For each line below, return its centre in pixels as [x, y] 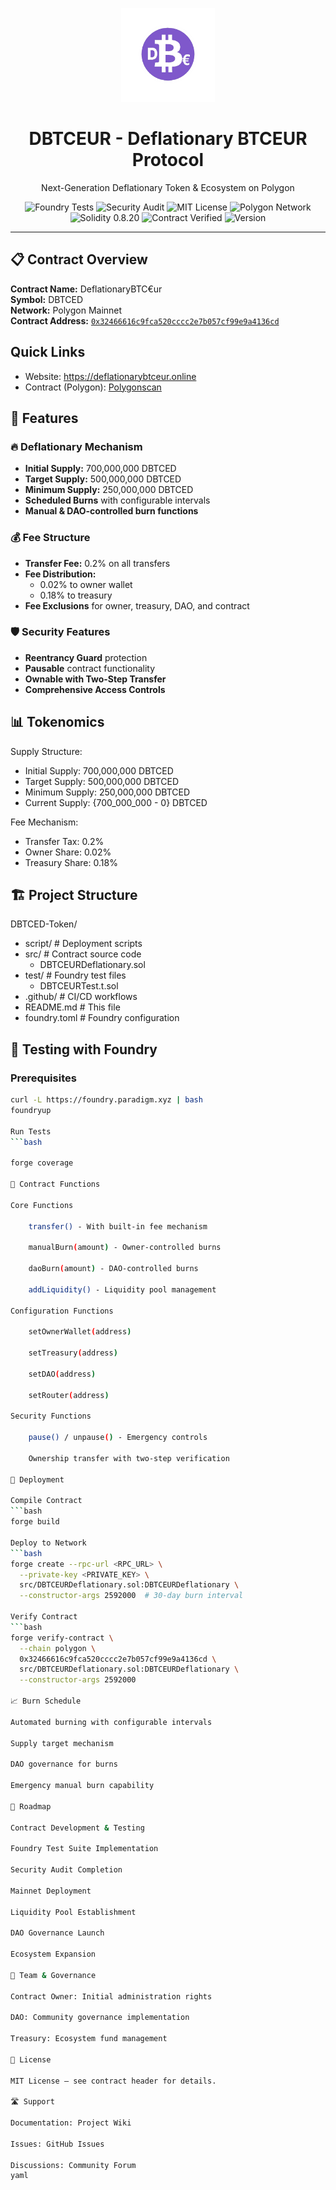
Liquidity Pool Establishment [73, 1912]
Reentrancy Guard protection [86, 657]
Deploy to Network [48, 1543]
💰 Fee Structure [50, 538]
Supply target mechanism [62, 1743]
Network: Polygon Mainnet [66, 310]
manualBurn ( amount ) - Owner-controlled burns [125, 1248]
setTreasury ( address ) [73, 1353]
